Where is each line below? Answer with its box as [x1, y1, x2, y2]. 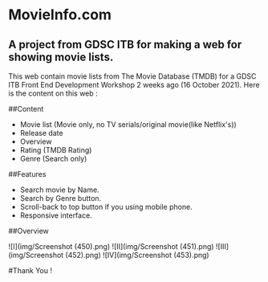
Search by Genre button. [19, 194, 102, 202]
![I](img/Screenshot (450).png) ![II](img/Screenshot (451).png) [8, 242, 214, 251]
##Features [8, 170, 47, 178]
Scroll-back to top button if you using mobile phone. [19, 202, 193, 211]
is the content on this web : [8, 88, 98, 98]
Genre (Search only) [19, 154, 87, 163]
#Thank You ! [8, 266, 53, 275]
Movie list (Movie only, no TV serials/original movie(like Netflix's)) [19, 120, 237, 129]
